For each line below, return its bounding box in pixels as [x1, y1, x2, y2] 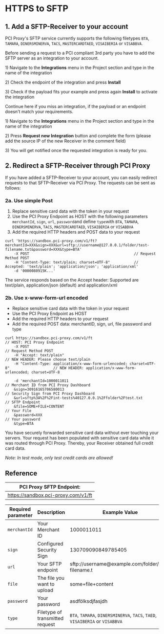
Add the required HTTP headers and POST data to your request [12, 229, 140, 235]
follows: [5, 185, 21, 191]
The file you [37, 575, 65, 582]
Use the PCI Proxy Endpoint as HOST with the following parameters [12, 214, 148, 219]
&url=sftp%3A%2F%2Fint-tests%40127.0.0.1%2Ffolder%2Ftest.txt [14, 395, 143, 401]
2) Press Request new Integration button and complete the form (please [5, 133, 151, 138]
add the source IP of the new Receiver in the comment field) [5, 138, 126, 144]
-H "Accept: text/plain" [14, 353, 64, 358]
